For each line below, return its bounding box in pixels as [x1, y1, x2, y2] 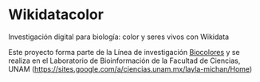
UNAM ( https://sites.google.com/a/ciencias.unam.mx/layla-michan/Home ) [8, 64, 253, 73]
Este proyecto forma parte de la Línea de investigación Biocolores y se [8, 47, 241, 57]
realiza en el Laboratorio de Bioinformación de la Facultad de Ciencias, [8, 56, 241, 65]
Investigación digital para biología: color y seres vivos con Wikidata [8, 32, 230, 41]
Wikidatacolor [8, 6, 104, 24]
